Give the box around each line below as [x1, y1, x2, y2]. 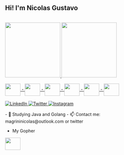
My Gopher [12, 128, 35, 133]
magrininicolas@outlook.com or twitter [5, 118, 83, 124]
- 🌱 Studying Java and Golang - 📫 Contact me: [5, 111, 100, 117]
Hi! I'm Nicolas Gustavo [5, 4, 78, 12]
